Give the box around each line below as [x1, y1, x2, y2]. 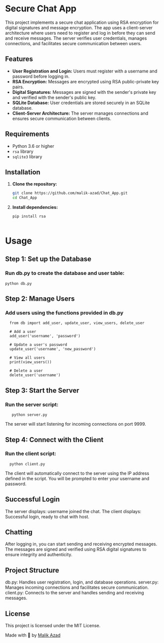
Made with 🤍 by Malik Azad [5, 632, 61, 638]
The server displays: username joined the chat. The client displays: [5, 508, 142, 514]
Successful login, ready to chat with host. [5, 514, 90, 519]
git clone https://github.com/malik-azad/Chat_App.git [12, 191, 128, 196]
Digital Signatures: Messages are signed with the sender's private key [12, 89, 157, 95]
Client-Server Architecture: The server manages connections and [12, 110, 148, 116]
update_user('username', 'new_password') [9, 347, 96, 352]
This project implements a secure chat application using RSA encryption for [5, 19, 159, 25]
